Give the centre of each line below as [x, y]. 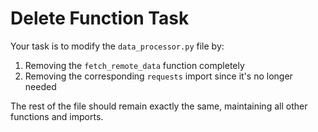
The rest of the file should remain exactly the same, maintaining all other [159, 106]
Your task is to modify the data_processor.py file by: [117, 46]
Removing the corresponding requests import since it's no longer [158, 76]
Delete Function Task [100, 18]
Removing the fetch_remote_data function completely [134, 65]
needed [40, 86]
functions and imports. [57, 116]
